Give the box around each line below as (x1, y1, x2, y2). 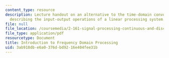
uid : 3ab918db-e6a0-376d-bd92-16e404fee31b (5, 45, 98, 50)
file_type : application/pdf (5, 31, 64, 36)
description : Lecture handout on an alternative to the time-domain (5, 12, 152, 17)
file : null (5, 21, 28, 27)
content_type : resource (5, 7, 55, 13)
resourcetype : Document (5, 36, 55, 41)
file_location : (5, 26, 37, 31)
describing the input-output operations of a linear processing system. (10, 17, 165, 22)
